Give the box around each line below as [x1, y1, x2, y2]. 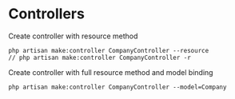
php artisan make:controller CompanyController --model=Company [8, 83, 227, 91]
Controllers [8, 5, 86, 23]
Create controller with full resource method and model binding [8, 67, 213, 77]
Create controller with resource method [8, 31, 138, 41]
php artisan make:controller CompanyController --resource [8, 46, 209, 54]
